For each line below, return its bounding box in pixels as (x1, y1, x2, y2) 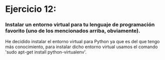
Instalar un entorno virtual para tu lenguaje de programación (5, 21, 155, 28)
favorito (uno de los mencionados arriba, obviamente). (5, 27, 140, 34)
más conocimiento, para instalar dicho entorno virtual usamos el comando (5, 44, 158, 50)
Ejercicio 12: (5, 3, 56, 15)
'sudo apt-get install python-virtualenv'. (5, 49, 86, 55)
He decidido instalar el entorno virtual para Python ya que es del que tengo (5, 39, 160, 45)
